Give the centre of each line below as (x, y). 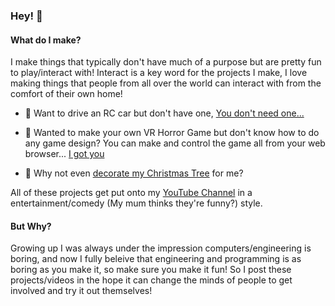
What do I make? (46, 40)
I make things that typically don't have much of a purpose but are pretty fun (166, 62)
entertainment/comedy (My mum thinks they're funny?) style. (136, 203)
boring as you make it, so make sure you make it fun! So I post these (151, 270)
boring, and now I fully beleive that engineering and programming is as (156, 259)
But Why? (31, 226)
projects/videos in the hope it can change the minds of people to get (151, 280)
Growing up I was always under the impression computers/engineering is (161, 248)
